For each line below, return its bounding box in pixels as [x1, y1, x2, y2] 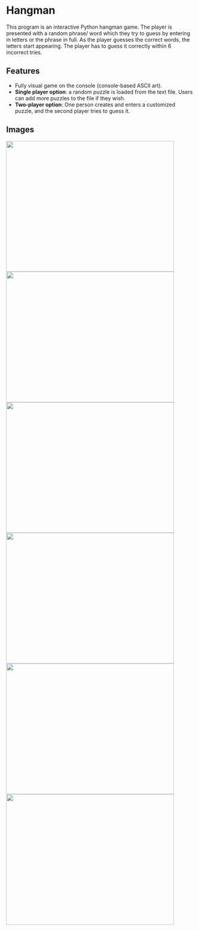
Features [6, 66, 40, 76]
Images [6, 125, 35, 135]
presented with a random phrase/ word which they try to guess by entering [6, 29, 191, 36]
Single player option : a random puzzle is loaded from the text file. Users [14, 88, 193, 96]
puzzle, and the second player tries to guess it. [14, 107, 130, 114]
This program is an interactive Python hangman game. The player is [6, 23, 173, 30]
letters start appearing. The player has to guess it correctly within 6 [6, 42, 172, 50]
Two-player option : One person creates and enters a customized [14, 101, 176, 108]
